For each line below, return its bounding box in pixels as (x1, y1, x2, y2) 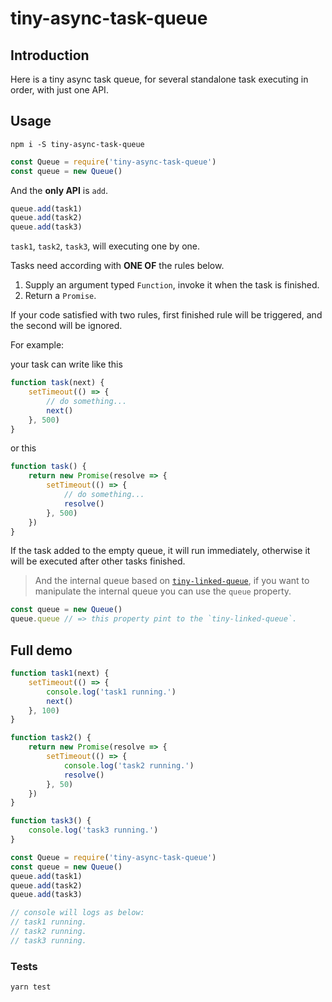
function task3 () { (10, 816, 92, 826)
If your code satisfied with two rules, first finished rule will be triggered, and (10, 309, 323, 321)
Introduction (10, 47, 90, 64)
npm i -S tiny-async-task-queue (10, 139, 145, 149)
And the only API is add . (10, 184, 109, 196)
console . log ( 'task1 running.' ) (46, 687, 177, 697)
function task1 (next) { (10, 668, 110, 678)
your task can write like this (10, 358, 123, 371)
